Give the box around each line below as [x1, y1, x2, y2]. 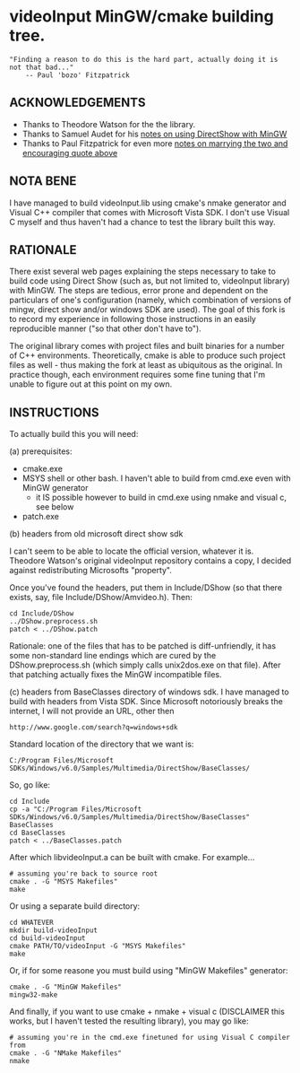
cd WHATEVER [9, 918, 54, 928]
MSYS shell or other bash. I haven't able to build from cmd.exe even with [21, 473, 291, 484]
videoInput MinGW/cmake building [9, 6, 275, 27]
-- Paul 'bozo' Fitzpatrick [25, 70, 130, 80]
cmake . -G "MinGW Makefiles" [9, 982, 123, 992]
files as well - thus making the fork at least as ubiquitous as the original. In [9, 360, 283, 371]
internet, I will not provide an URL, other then [9, 706, 175, 717]
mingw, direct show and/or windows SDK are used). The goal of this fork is [9, 304, 286, 315]
